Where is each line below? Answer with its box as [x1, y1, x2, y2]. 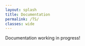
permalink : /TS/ [5, 16, 39, 21]
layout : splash [5, 7, 37, 12]
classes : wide [5, 21, 35, 26]
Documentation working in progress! [5, 35, 80, 41]
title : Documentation [5, 12, 50, 17]
